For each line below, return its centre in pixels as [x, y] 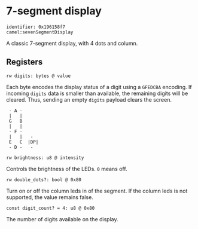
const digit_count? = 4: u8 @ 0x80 [51, 208]
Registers [25, 62]
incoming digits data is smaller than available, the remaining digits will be [97, 93]
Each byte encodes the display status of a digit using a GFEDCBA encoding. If [99, 87]
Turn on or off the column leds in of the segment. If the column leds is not [97, 191]
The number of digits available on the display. [62, 219]
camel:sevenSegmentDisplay [40, 32]
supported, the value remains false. [50, 197]
